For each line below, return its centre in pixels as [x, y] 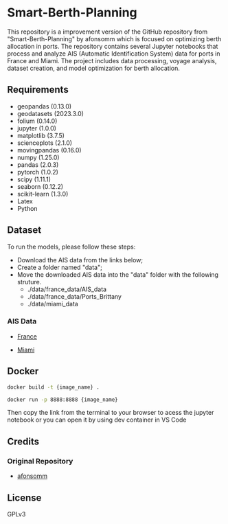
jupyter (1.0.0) [37, 128]
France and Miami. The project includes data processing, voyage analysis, [112, 60]
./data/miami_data [53, 304]
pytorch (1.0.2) [37, 172]
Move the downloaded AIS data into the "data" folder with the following [117, 274]
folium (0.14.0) [37, 121]
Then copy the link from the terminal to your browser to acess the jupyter [111, 413]
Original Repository [40, 461]
